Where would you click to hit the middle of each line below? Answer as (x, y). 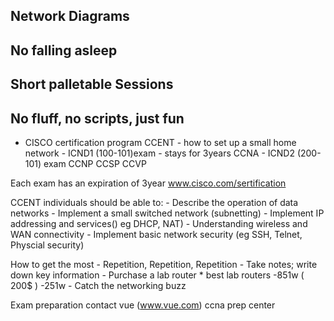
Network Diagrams (70, 16)
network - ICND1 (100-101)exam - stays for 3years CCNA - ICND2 (159, 153)
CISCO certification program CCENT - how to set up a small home (160, 142)
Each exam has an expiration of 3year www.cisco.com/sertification (148, 183)
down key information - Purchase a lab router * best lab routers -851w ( (157, 275)
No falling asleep (64, 50)
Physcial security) (47, 245)
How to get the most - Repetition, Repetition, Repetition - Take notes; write (164, 264)
